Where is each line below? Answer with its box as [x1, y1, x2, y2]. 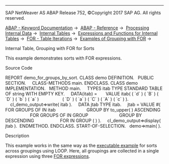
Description [5, 133, 29, 139]
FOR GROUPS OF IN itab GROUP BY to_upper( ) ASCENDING [5, 107, 161, 113]
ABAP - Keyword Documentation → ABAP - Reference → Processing [5, 25, 149, 31]
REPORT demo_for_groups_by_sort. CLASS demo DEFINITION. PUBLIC [5, 75, 154, 81]
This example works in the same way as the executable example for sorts [5, 142, 157, 148]
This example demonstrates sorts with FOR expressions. [5, 55, 122, 61]
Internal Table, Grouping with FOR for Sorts [5, 45, 95, 51]
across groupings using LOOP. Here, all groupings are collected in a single [5, 148, 159, 154]
